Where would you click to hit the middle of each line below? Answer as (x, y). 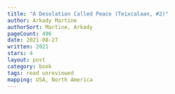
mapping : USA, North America (50, 80)
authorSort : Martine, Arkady (50, 27)
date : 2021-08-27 (33, 40)
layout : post (26, 60)
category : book (30, 66)
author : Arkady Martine (42, 20)
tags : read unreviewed (41, 73)
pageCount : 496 (30, 34)
